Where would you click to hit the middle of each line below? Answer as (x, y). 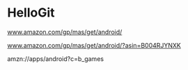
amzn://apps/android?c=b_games (56, 59)
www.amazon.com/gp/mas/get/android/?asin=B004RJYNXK (94, 45)
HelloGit (31, 13)
